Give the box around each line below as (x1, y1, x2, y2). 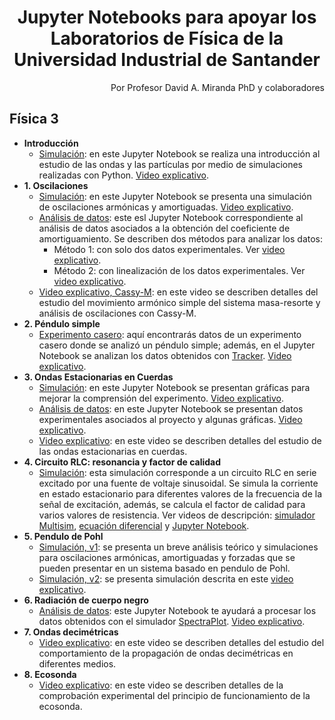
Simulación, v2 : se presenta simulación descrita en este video (38, 572, 294, 585)
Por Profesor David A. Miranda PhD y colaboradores (110, 81, 325, 93)
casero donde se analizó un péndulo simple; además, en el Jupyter (38, 339, 316, 351)
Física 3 (9, 111, 59, 128)
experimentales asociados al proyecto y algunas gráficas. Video (38, 413, 303, 425)
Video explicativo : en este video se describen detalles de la (38, 679, 284, 691)
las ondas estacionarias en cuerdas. (38, 445, 188, 457)
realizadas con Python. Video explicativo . (38, 169, 210, 181)
